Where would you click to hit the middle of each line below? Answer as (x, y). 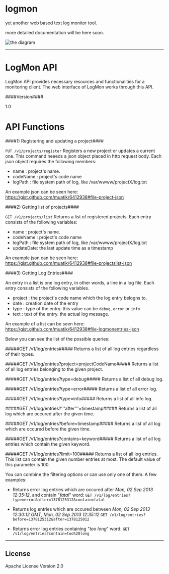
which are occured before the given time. (48, 429)
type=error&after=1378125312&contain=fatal (59, 500)
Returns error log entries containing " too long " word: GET (71, 529)
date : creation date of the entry (46, 303)
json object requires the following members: (51, 161)
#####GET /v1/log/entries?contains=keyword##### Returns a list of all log (83, 439)
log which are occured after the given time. (50, 414)
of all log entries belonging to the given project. (54, 369)
